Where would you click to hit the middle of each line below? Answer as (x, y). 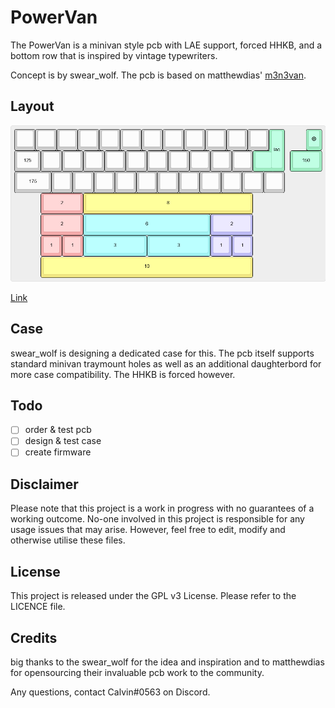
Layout (32, 106)
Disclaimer (44, 484)
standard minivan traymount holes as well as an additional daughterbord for (166, 363)
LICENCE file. (38, 607)
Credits (34, 637)
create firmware (58, 452)
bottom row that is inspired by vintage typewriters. (114, 55)
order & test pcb (58, 430)
